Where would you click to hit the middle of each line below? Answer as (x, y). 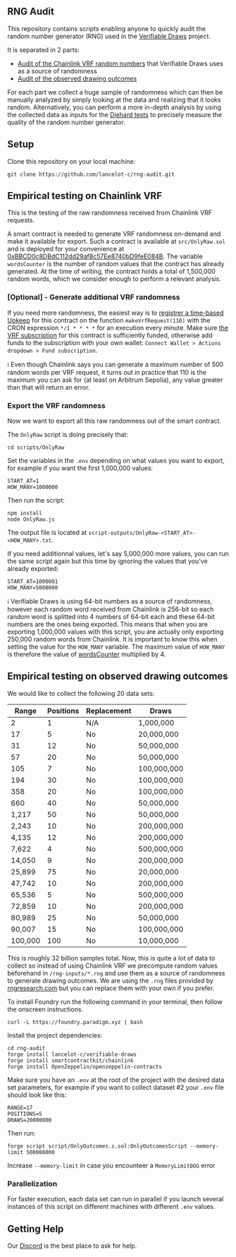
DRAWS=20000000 (30, 1120)
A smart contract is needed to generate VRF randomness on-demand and (114, 234)
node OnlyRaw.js (31, 519)
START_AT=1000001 (33, 582)
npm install (25, 513)
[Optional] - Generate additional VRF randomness (94, 297)
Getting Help (36, 1228)
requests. (21, 220)
